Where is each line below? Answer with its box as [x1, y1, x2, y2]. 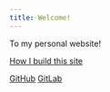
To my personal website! [9, 38, 102, 49]
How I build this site [9, 55, 84, 66]
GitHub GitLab [9, 73, 63, 84]
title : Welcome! [9, 13, 71, 23]
